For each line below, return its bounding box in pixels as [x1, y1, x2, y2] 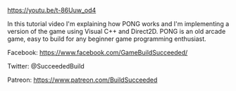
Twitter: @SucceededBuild [7, 62, 85, 70]
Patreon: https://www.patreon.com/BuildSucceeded [7, 75, 158, 84]
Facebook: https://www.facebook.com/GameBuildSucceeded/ [7, 49, 188, 56]
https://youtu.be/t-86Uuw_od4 [7, 6, 97, 14]
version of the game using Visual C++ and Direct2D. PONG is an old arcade [7, 28, 226, 35]
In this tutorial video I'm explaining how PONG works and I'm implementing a [7, 20, 230, 28]
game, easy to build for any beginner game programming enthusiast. [7, 35, 206, 43]
